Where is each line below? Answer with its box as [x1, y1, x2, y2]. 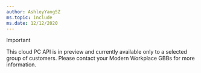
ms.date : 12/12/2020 [6, 20, 59, 26]
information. [6, 61, 37, 68]
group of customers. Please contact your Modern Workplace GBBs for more [6, 55, 195, 62]
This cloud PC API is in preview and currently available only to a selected [6, 48, 187, 56]
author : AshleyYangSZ [6, 8, 61, 15]
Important [6, 37, 31, 44]
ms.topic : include [6, 14, 53, 21]
